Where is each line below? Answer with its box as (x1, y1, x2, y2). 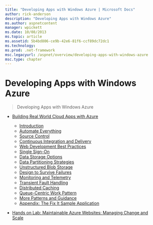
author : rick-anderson (5, 12, 51, 17)
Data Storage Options (19, 154, 62, 160)
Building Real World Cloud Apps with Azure (12, 114, 98, 120)
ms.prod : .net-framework (5, 48, 55, 52)
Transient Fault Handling (19, 180, 68, 186)
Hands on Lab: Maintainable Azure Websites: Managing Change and (12, 210, 149, 216)
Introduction (19, 123, 44, 129)
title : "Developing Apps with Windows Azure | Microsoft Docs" (5, 7, 136, 12)
